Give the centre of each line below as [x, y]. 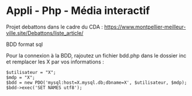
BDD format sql [24, 44]
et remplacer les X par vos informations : [55, 62]
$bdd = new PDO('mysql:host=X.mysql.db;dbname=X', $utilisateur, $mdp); [97, 83]
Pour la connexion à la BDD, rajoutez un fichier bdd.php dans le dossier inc [96, 55]
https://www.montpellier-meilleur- [145, 27]
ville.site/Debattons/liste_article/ [45, 33]
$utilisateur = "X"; [31, 72]
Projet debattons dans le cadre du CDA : [55, 27]
